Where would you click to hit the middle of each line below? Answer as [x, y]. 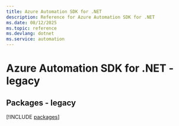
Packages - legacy [41, 103]
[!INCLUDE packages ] [33, 117]
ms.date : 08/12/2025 [32, 22]
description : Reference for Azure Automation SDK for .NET [81, 17]
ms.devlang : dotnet [30, 34]
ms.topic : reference [32, 28]
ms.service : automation [36, 39]
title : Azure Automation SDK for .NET [54, 12]
